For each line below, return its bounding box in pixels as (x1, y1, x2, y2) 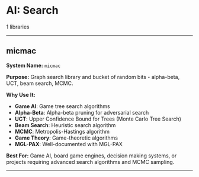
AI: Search (6, 4, 59, 17)
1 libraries (6, 23, 30, 30)
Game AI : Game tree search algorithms (14, 102, 111, 110)
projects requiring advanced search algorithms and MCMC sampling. (6, 158, 175, 165)
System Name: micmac (6, 62, 61, 69)
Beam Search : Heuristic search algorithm (14, 121, 116, 128)
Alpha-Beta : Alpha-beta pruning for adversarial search (14, 109, 149, 116)
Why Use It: (6, 91, 36, 98)
